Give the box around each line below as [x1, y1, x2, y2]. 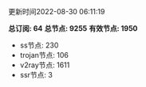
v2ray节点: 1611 [19, 60, 70, 70]
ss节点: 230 [19, 40, 59, 50]
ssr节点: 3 [19, 70, 53, 79]
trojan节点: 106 [19, 51, 69, 59]
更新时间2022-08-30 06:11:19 [8, 7, 105, 16]
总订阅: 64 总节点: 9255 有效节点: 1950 [8, 24, 138, 33]
